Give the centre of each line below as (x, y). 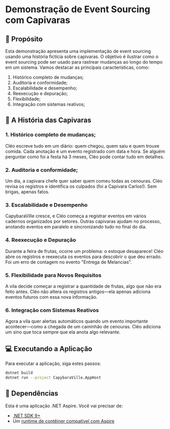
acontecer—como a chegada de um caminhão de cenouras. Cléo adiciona (83, 327)
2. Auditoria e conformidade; (41, 170)
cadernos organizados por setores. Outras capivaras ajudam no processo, (83, 221)
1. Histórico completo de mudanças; (51, 135)
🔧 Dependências (32, 394)
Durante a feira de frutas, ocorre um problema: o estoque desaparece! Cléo (84, 251)
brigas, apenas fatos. (27, 191)
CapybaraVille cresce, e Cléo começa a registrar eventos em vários (76, 216)
